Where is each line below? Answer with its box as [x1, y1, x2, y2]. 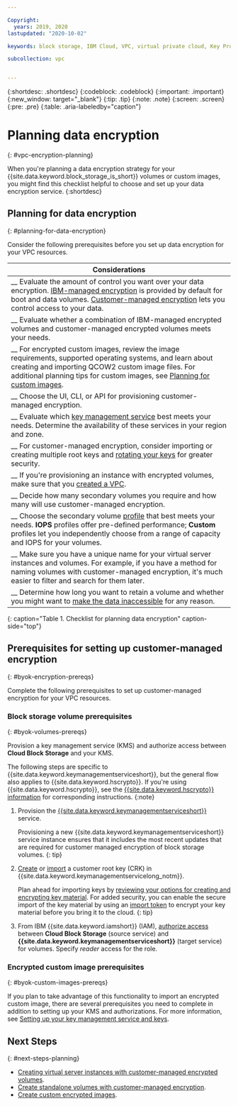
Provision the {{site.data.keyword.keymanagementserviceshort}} [17, 806, 207, 815]
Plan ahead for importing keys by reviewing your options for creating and [17, 885, 232, 894]
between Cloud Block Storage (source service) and [17, 929, 169, 938]
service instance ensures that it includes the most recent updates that [17, 835, 222, 843]
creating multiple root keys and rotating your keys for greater [11, 449, 213, 459]
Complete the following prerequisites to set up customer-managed [7, 686, 202, 694]
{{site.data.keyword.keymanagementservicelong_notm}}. [17, 871, 185, 880]
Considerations [92, 264, 146, 274]
